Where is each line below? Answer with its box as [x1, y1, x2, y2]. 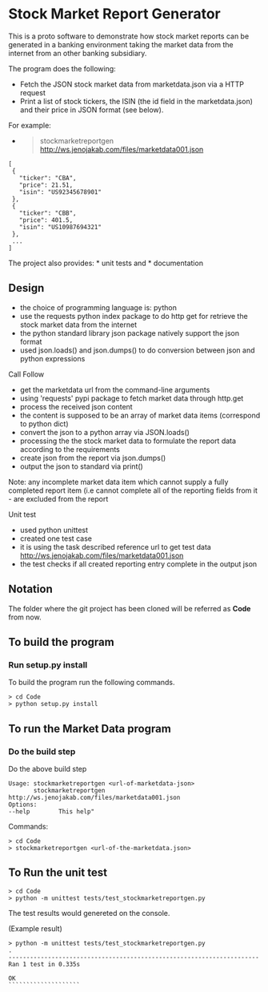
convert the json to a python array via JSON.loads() [19, 427, 190, 437]
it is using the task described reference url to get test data [19, 542, 212, 551]
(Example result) [8, 923, 62, 934]
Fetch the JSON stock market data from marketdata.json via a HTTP [19, 79, 244, 89]
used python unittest [19, 525, 89, 534]
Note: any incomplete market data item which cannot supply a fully [8, 477, 229, 486]
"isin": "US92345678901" [18, 188, 102, 196]
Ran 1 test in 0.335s [8, 960, 81, 968]
